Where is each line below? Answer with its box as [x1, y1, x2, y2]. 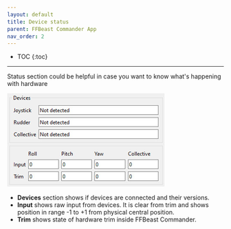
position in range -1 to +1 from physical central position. [16, 208, 175, 217]
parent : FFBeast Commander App [7, 25, 97, 32]
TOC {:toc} [16, 52, 48, 61]
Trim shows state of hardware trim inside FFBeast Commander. [16, 215, 197, 223]
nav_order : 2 [7, 33, 45, 40]
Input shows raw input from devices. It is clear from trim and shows [16, 201, 209, 209]
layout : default [7, 11, 54, 18]
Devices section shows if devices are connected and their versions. [16, 193, 210, 202]
